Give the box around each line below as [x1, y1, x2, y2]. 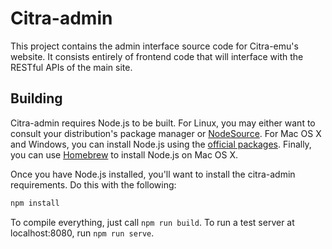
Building [10, 90, 63, 107]
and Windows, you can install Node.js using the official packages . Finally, [10, 138, 312, 150]
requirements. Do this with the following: [10, 178, 177, 191]
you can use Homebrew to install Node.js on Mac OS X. [10, 148, 239, 161]
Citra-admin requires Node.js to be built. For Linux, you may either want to [10, 117, 316, 129]
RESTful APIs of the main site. [10, 61, 133, 73]
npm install [10, 198, 60, 208]
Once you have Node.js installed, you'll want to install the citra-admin [10, 168, 296, 180]
